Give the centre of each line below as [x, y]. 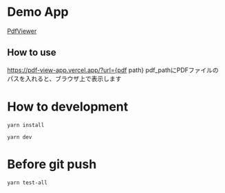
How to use [32, 53]
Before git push [52, 164]
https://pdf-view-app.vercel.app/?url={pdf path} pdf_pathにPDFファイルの [113, 70]
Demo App [38, 12]
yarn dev [20, 137]
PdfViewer [22, 31]
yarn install [26, 125]
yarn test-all [28, 183]
